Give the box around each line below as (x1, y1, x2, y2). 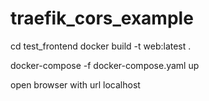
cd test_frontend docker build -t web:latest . (10, 40, 192, 52)
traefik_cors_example (10, 7, 194, 30)
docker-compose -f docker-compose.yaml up (10, 59, 200, 71)
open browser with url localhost (10, 78, 141, 91)
